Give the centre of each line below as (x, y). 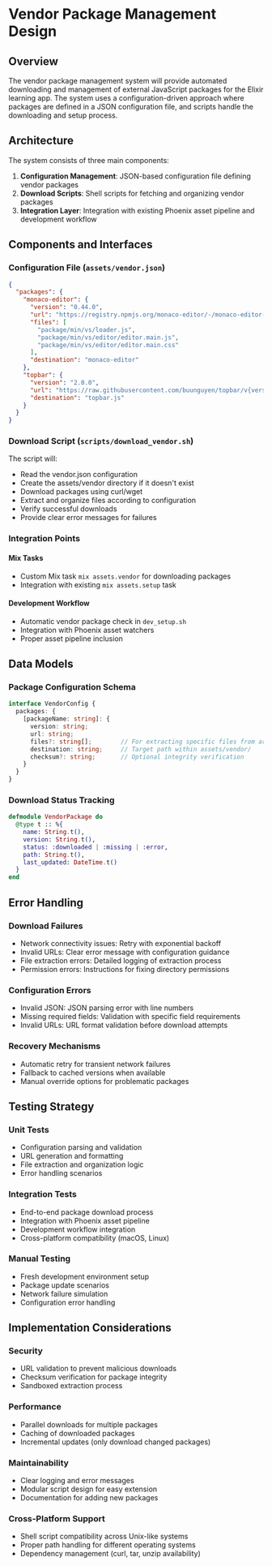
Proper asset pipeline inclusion (72, 639)
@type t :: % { (39, 824)
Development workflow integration (78, 1229)
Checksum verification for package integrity (93, 1377)
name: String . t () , (54, 832)
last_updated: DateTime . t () (70, 862)
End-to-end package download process (87, 1212)
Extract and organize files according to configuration (108, 501)
